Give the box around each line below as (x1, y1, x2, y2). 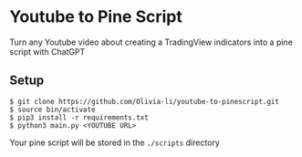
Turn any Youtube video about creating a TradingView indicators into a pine (9, 37, 294, 47)
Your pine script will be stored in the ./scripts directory (9, 137, 221, 148)
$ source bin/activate (9, 105, 96, 114)
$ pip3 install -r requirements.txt (9, 112, 149, 122)
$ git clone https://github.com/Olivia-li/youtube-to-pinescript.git (9, 97, 280, 106)
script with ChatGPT (9, 46, 86, 57)
